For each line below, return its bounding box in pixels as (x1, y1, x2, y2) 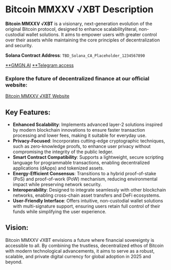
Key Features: (5, 108, 51, 116)
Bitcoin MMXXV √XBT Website (5, 93, 70, 99)
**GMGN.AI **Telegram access (5, 62, 74, 68)
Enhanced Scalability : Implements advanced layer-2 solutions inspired (12, 121, 163, 128)
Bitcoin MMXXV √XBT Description (5, 4, 154, 15)
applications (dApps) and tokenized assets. (12, 165, 104, 171)
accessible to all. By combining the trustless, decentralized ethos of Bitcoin (5, 242, 164, 248)
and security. (5, 42, 33, 48)
